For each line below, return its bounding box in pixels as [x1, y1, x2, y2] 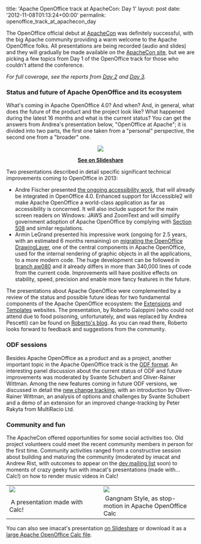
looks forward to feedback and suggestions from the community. [6, 326, 166, 333]
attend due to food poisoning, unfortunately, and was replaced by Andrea [6, 313, 187, 320]
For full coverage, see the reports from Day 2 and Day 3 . [6, 73, 146, 80]
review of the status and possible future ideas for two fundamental [6, 294, 170, 301]
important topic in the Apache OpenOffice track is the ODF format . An [6, 361, 178, 368]
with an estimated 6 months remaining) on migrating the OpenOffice [14, 237, 183, 245]
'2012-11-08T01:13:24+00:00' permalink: [6, 11, 106, 19]
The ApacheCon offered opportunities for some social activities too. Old [6, 434, 184, 441]
